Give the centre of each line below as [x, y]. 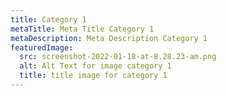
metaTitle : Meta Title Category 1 [82, 29]
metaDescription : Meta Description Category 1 [109, 38]
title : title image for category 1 [93, 76]
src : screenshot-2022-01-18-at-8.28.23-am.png [118, 57]
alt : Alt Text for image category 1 [95, 66]
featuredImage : [42, 47]
